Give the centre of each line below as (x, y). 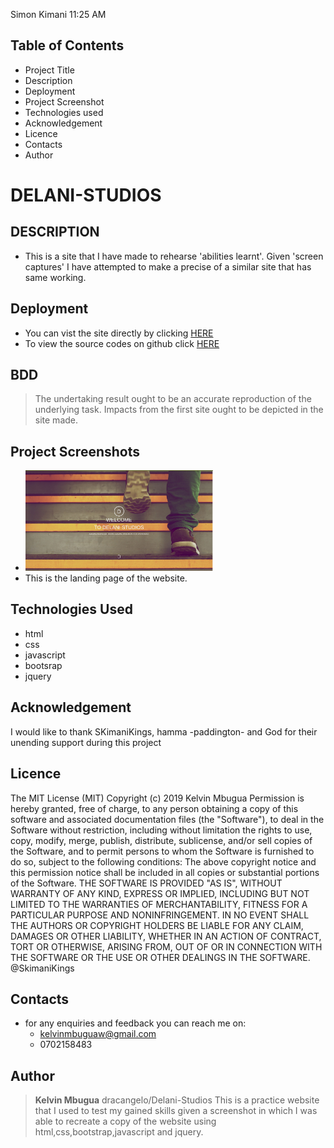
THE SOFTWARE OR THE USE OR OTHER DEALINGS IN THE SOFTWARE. (160, 957)
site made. (56, 420)
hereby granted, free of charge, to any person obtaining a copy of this (154, 808)
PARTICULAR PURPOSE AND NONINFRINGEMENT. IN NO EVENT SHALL (160, 915)
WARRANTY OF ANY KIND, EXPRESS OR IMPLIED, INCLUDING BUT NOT (160, 893)
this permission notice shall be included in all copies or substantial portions (165, 872)
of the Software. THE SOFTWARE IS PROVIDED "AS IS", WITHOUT (146, 883)
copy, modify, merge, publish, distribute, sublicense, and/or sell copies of (161, 840)
